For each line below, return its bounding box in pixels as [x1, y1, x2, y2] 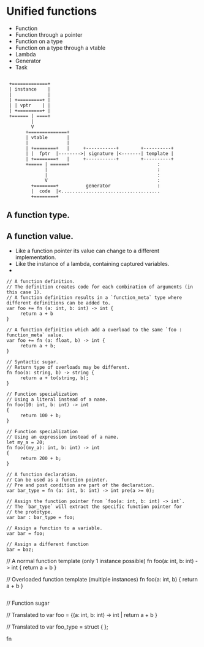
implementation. [15, 254, 56, 261]
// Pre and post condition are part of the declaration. [6, 482, 155, 488]
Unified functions [6, 4, 97, 18]
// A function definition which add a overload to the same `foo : [6, 327, 183, 333]
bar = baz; [6, 547, 34, 553]
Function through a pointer [15, 31, 83, 38]
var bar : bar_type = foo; [6, 515, 75, 521]
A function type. [6, 210, 70, 221]
